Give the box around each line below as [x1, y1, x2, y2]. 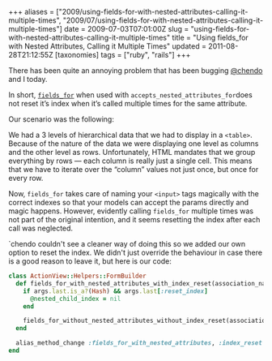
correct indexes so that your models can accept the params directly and [8, 198, 249, 207]
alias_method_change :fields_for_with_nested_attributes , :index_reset [15, 339, 263, 347]
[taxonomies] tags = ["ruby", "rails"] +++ [55, 50, 191, 59]
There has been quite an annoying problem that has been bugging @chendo [8, 66, 263, 75]
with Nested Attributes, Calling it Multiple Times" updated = [8, 41, 206, 51]
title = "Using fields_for [172, 32, 249, 42]
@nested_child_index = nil [29, 294, 121, 303]
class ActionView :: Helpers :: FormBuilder [8, 272, 147, 280]
